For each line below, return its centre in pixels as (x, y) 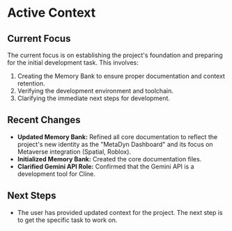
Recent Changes (44, 120)
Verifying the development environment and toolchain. (95, 91)
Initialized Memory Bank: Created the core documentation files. (109, 159)
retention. (31, 83)
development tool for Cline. (56, 174)
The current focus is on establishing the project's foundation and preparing (115, 55)
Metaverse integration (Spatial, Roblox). (74, 152)
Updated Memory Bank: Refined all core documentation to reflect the (117, 136)
